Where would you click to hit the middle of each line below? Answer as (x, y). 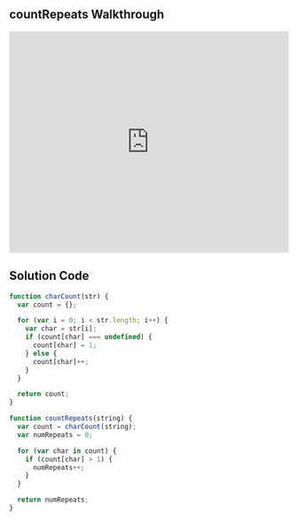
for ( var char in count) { (67, 451)
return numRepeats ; (53, 500)
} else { (41, 354)
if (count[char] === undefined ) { (89, 337)
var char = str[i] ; (61, 329)
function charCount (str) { (59, 296)
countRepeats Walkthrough (87, 15)
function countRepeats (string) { (71, 419)
